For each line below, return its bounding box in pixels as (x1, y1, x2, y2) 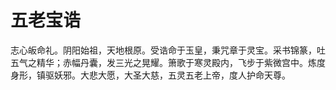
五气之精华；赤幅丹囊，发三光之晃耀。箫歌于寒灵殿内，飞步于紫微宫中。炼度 (10, 56, 326, 68)
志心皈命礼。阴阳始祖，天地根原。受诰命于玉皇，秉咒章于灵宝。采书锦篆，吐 (10, 44, 326, 56)
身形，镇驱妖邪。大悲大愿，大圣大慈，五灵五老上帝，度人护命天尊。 (10, 69, 291, 81)
